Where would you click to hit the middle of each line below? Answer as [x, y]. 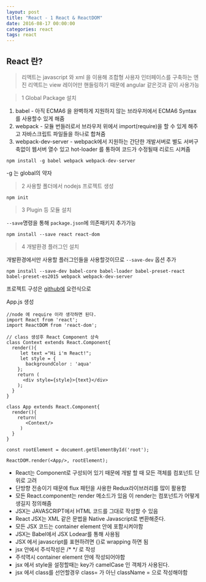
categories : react [30, 29]
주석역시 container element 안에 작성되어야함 [70, 557]
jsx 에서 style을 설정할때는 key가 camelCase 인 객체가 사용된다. [92, 564]
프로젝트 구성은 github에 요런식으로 [49, 288]
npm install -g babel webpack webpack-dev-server [71, 161]
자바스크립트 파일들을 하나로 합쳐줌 [64, 134]
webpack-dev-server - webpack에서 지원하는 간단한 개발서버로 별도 [99, 141]
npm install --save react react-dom [53, 234]
